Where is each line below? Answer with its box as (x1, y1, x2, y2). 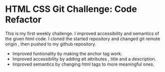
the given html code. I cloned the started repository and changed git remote (5, 36, 161, 42)
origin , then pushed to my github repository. (5, 41, 96, 47)
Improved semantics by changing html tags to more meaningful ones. (12, 61, 155, 67)
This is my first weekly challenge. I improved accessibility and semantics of (5, 30, 160, 36)
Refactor (5, 14, 42, 25)
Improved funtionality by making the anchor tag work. (12, 51, 123, 57)
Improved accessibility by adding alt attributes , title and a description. (12, 56, 157, 62)
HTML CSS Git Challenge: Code (5, 3, 137, 15)
